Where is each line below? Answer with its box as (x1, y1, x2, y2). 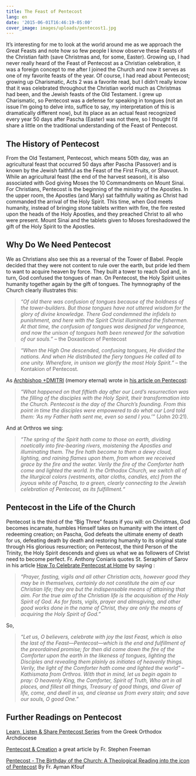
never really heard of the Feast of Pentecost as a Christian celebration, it (6, 60, 181, 67)
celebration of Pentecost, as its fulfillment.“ (20, 485, 126, 492)
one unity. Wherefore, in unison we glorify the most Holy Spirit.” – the (20, 359, 187, 366)
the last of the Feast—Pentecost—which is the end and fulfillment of (20, 639, 185, 646)
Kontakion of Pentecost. (20, 365, 79, 372)
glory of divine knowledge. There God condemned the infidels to (20, 310, 177, 317)
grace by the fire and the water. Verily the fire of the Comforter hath (20, 461, 184, 468)
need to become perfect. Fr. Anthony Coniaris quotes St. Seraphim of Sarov (6, 555, 188, 563)
